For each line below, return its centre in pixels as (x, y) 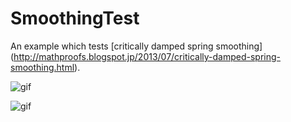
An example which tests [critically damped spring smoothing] (136, 46)
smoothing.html (42, 67)
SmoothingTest (75, 18)
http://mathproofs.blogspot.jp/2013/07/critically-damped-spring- (147, 56)
